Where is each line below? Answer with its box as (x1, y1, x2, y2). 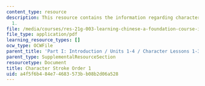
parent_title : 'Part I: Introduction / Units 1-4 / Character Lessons (6, 48, 190, 55)
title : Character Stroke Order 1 (6, 65, 92, 71)
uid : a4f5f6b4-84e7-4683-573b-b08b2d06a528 (6, 71, 119, 77)
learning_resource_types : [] (6, 37, 81, 43)
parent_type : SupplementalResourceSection (6, 54, 116, 60)
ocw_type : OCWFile (6, 43, 53, 49)
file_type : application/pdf (6, 31, 78, 38)
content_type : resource (6, 8, 67, 15)
